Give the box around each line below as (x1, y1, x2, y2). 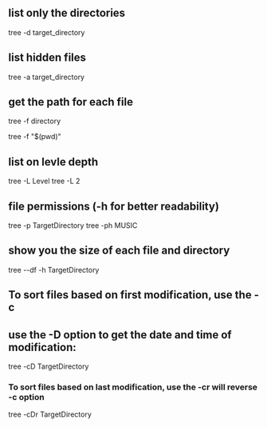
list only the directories (8, 6, 126, 20)
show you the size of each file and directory (8, 244, 230, 257)
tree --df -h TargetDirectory (8, 265, 100, 274)
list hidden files (8, 51, 86, 65)
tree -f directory (8, 116, 61, 126)
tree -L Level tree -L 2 (8, 176, 80, 186)
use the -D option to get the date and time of (8, 328, 233, 341)
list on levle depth (8, 155, 99, 169)
